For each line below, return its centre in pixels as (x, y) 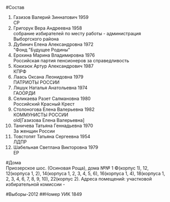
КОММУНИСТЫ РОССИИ (41, 115)
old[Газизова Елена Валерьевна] (49, 120)
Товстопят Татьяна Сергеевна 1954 (52, 136)
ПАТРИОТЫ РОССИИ (37, 82)
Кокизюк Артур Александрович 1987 (53, 66)
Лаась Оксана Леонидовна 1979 (48, 77)
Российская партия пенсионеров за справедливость (71, 60)
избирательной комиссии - (35, 184)
